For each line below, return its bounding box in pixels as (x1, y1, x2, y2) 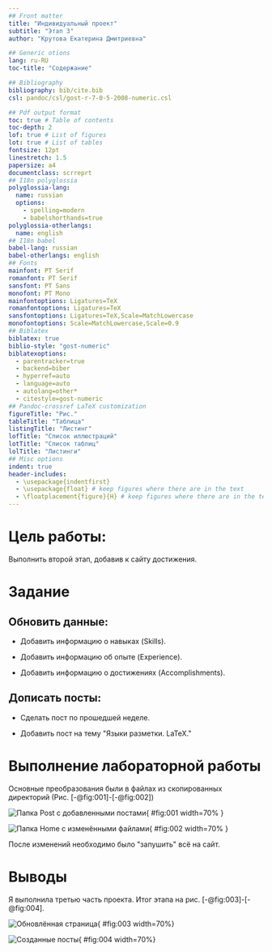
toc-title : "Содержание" (8, 64, 92, 73)
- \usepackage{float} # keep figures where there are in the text (15, 485, 244, 493)
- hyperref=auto (15, 372, 70, 381)
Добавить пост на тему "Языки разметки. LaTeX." (19, 728, 192, 738)
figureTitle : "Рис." (8, 410, 79, 418)
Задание (8, 583, 70, 601)
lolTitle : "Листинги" (8, 447, 82, 455)
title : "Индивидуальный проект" (8, 19, 117, 28)
